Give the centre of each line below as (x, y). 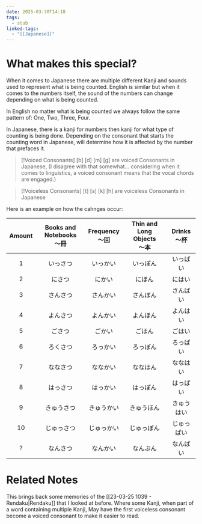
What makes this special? (72, 64)
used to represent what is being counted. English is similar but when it (93, 87)
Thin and (145, 224)
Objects (145, 239)
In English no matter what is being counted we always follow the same (93, 111)
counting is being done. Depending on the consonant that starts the (90, 136)
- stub (20, 23)
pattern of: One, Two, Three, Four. (48, 118)
